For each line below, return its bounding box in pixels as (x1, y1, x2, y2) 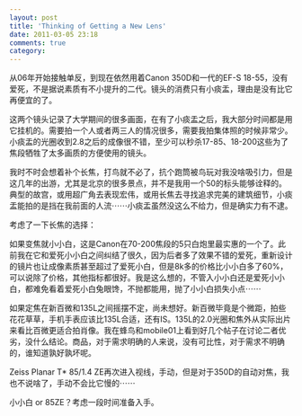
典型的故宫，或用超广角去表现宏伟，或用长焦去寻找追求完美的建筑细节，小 (9, 190, 285, 200)
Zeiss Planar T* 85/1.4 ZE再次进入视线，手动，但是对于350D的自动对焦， (9, 367, 281, 377)
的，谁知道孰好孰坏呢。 (9, 348, 96, 358)
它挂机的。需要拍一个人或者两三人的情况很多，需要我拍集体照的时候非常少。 (9, 125, 293, 136)
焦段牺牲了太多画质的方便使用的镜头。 (9, 147, 151, 158)
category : (9, 47, 47, 56)
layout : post (9, 13, 58, 22)
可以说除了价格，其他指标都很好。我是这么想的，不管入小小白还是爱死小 (9, 272, 277, 283)
